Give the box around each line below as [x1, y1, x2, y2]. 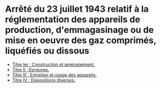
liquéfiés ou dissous [5, 45, 90, 57]
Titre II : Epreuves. [12, 66, 50, 72]
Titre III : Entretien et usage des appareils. [12, 72, 97, 78]
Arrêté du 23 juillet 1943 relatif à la [5, 3, 149, 15]
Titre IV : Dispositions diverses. [12, 77, 75, 83]
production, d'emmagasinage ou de [5, 25, 154, 35]
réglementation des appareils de [5, 14, 140, 25]
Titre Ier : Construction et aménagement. [12, 61, 95, 67]
